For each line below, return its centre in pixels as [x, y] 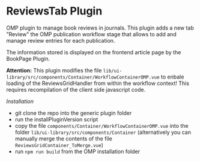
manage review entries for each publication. [61, 40]
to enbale [173, 77]
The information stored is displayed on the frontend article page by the [94, 52]
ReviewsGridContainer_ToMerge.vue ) [59, 145]
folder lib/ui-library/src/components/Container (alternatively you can [103, 132]
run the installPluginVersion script [56, 119]
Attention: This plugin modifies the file [54, 70]
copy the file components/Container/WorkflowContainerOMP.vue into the [102, 125]
